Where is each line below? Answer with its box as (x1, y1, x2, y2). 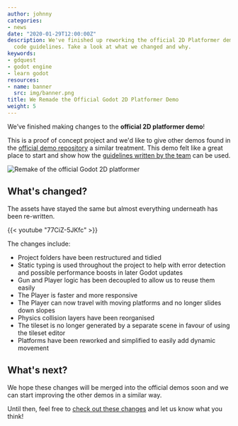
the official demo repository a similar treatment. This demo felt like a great (7, 143, 223, 152)
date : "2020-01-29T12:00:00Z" (7, 30, 97, 38)
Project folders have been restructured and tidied (17, 253, 161, 261)
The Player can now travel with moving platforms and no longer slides (17, 298, 222, 307)
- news (7, 23, 27, 31)
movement (17, 344, 50, 352)
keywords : (7, 50, 37, 58)
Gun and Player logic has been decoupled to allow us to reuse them (17, 275, 215, 284)
